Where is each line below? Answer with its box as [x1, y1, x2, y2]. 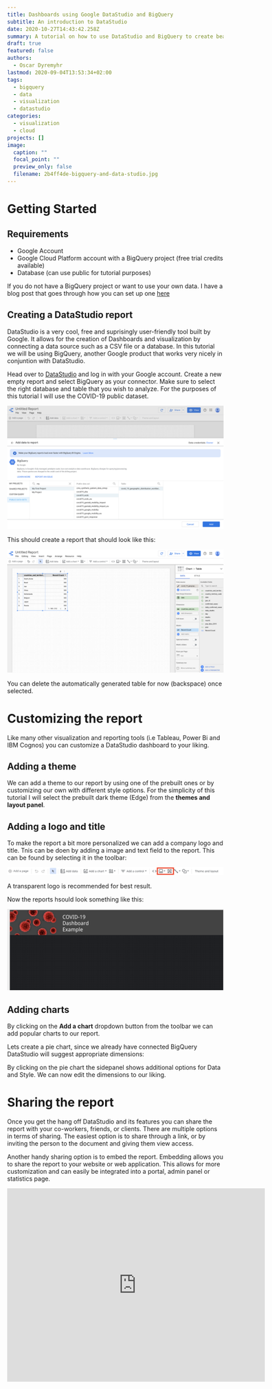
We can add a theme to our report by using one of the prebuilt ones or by [7, 779, 214, 787]
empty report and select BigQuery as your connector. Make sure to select [7, 377, 215, 385]
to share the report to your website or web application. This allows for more [7, 1160, 220, 1168]
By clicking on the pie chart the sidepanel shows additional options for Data [7, 1063, 221, 1072]
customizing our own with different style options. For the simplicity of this [7, 786, 215, 794]
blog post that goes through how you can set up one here [7, 289, 170, 297]
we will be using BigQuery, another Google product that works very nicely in [7, 349, 223, 358]
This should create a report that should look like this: [7, 536, 156, 544]
